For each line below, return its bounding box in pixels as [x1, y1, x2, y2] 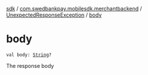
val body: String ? [6, 52, 52, 58]
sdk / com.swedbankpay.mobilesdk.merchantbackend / [6, 5, 143, 12]
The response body [6, 62, 55, 69]
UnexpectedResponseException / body [6, 11, 102, 18]
